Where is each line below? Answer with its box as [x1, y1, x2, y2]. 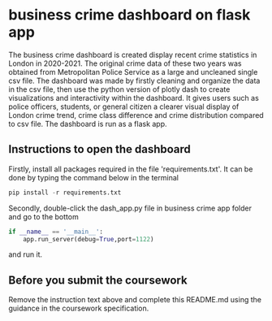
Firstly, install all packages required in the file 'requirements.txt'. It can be [8, 164, 253, 174]
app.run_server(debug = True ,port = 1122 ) [23, 235, 154, 243]
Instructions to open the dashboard [8, 142, 191, 156]
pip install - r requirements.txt [8, 189, 122, 197]
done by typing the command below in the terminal [8, 172, 179, 182]
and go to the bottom [8, 211, 79, 221]
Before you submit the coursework [8, 273, 188, 287]
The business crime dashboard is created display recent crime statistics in [8, 50, 257, 59]
